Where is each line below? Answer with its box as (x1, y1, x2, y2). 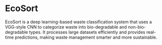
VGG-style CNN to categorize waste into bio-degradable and (5, 24, 127, 30)
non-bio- (128, 24, 146, 30)
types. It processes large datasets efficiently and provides (29, 29, 145, 35)
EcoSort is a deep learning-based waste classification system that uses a (5, 19, 152, 25)
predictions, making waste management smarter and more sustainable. (15, 34, 158, 40)
